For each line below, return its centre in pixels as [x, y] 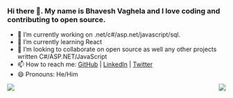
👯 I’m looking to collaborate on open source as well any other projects [117, 49]
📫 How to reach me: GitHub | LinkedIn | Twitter [85, 64]
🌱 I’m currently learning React [60, 42]
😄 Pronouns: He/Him [48, 75]
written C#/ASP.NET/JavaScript [62, 57]
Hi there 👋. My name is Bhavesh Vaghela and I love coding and [114, 11]
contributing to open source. [57, 19]
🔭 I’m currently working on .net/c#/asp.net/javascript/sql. [99, 35]
